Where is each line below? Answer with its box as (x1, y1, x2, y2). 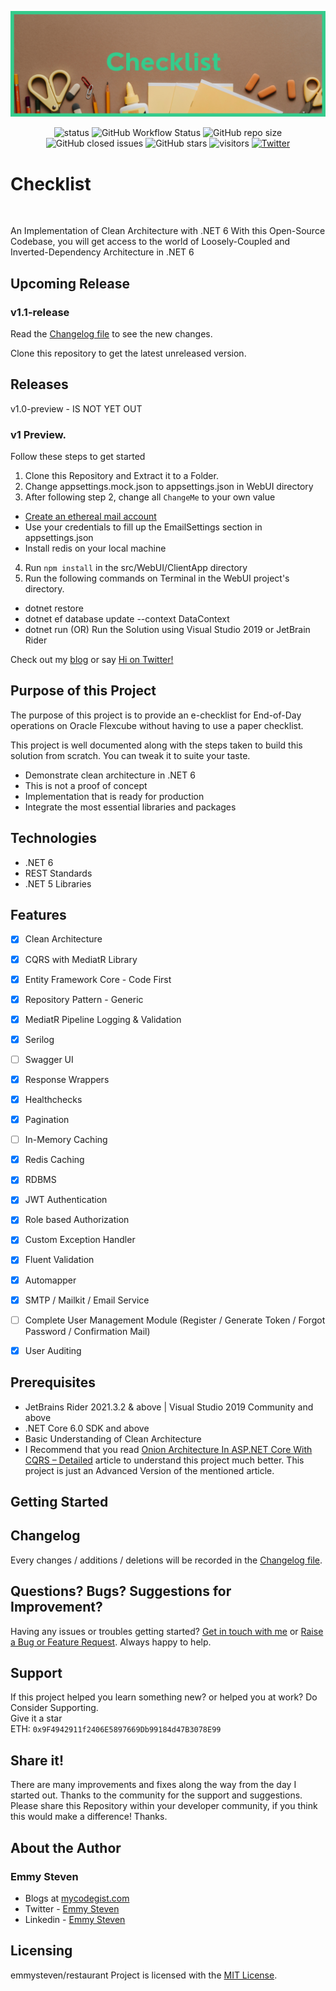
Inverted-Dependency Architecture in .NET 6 (10, 246, 195, 258)
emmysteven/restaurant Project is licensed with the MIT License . (10, 1969, 278, 1981)
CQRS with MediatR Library (24, 953, 138, 965)
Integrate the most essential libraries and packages (24, 801, 237, 813)
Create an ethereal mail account (24, 511, 157, 523)
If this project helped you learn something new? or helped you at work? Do (10, 1691, 318, 1703)
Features (10, 907, 67, 924)
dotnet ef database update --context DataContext (24, 613, 230, 625)
